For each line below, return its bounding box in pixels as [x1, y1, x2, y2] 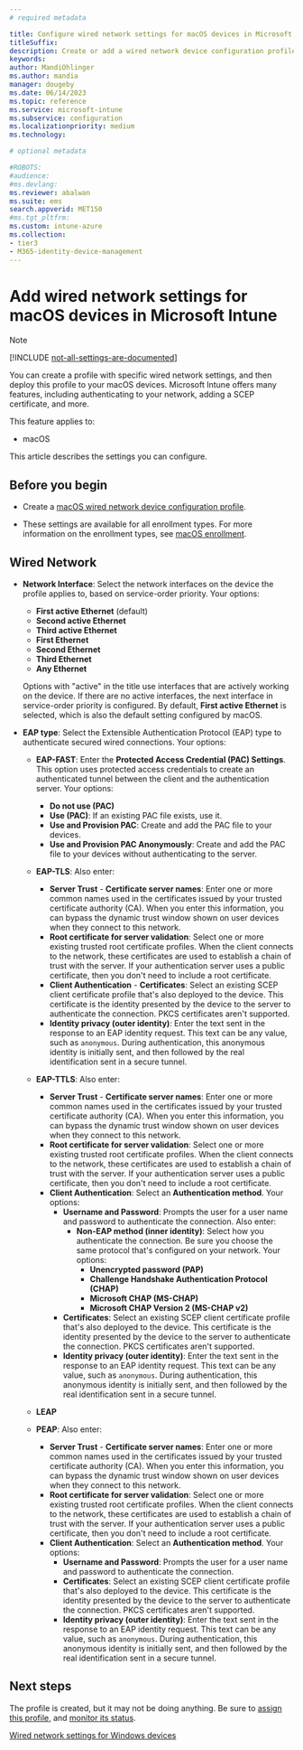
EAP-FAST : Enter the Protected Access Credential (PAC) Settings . [35, 754, 286, 765]
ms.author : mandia [9, 71, 78, 81]
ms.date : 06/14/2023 [9, 88, 87, 98]
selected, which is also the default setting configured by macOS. [22, 710, 263, 721]
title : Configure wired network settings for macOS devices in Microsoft [9, 29, 293, 39]
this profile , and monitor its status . [9, 1712, 137, 1723]
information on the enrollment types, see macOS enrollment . [22, 529, 247, 539]
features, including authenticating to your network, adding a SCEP [9, 389, 255, 400]
